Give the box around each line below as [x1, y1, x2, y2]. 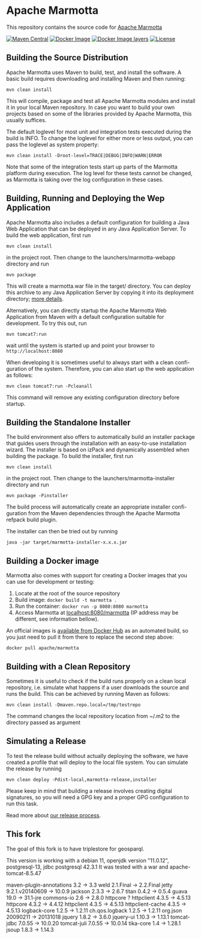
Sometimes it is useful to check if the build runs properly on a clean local [6, 678, 187, 684]
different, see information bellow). [14, 615, 99, 623]
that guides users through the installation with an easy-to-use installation [6, 440, 187, 447]
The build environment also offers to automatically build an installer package [6, 433, 195, 441]
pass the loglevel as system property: [6, 141, 99, 148]
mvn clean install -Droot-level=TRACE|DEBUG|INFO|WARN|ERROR [6, 152, 163, 158]
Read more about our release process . [6, 811, 101, 819]
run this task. [6, 800, 38, 807]
